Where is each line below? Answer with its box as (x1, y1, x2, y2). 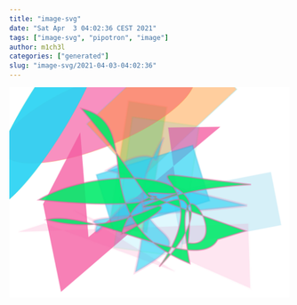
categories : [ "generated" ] (9, 52, 109, 61)
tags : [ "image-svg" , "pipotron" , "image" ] (9, 33, 169, 42)
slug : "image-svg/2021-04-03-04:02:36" (9, 61, 157, 70)
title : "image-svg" (9, 14, 82, 23)
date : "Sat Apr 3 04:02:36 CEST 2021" (9, 23, 157, 33)
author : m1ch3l (9, 43, 66, 52)
